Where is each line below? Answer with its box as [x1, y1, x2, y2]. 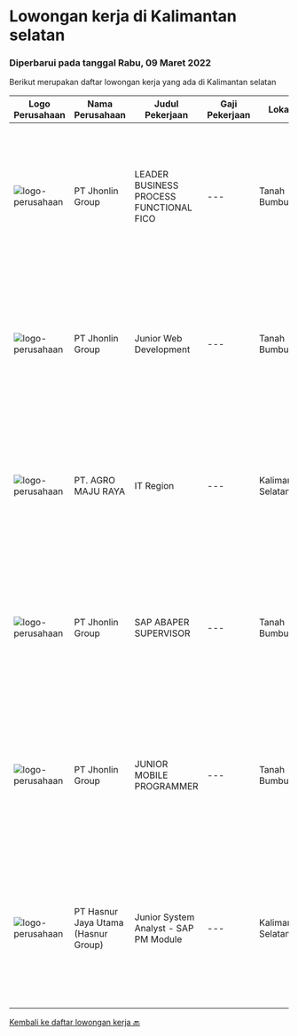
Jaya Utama [74, 916, 124, 929]
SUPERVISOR [134, 627, 191, 640]
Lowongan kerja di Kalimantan [9, 6, 238, 27]
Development [134, 343, 191, 356]
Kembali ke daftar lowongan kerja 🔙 [9, 1017, 140, 1028]
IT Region [134, 480, 175, 492]
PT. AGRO [74, 475, 116, 487]
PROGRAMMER [134, 781, 199, 793]
